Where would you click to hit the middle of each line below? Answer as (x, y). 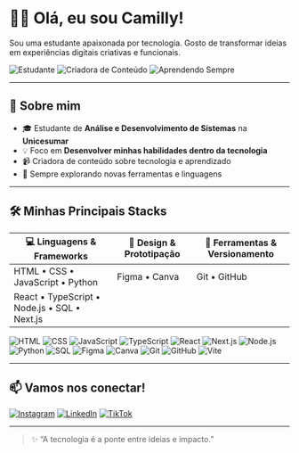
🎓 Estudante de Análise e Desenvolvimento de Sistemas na (134, 128)
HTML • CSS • (44, 271)
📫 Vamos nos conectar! (77, 387)
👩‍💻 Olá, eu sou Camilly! (97, 18)
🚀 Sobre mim (45, 106)
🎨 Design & (152, 243)
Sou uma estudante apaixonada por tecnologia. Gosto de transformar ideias (148, 43)
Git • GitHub (222, 276)
